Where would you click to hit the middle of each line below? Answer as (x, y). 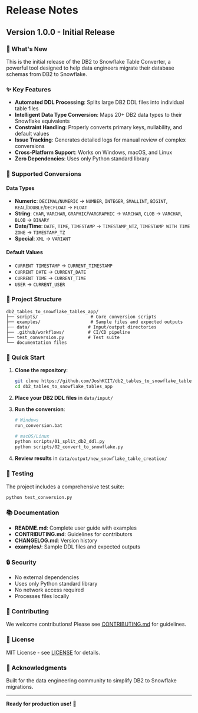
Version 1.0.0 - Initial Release (60, 32)
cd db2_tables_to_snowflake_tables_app (64, 386)
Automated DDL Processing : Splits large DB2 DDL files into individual (99, 102)
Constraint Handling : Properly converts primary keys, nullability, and (98, 127)
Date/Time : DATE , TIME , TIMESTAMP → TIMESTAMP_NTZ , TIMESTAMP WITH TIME (102, 226)
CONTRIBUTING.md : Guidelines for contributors (73, 534)
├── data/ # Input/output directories (82, 327)
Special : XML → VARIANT (42, 239)
